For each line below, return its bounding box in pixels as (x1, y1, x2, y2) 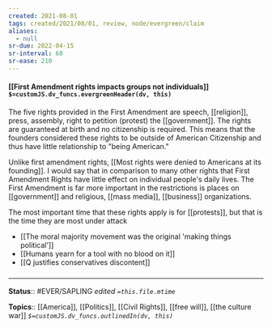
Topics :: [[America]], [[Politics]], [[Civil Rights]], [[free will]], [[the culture (8, 302, 252, 312)
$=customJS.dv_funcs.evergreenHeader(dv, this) (8, 91, 172, 99)
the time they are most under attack (8, 216, 128, 226)
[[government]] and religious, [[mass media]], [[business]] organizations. (8, 192, 253, 202)
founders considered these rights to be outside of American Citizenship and (8, 133, 261, 143)
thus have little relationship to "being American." (8, 142, 169, 151)
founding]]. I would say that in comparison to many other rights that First (8, 166, 250, 176)
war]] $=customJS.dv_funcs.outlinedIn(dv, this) (8, 311, 174, 321)
